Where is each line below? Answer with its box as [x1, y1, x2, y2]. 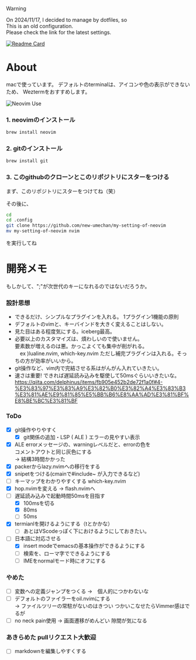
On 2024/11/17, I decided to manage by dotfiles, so [6, 16, 128, 23]
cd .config [6, 217, 33, 223]
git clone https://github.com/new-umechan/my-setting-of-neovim [6, 223, 166, 228]
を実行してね [6, 240, 37, 247]
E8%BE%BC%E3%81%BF [14, 398, 78, 405]
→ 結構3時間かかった [14, 455, 66, 463]
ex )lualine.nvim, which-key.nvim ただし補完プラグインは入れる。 [19, 350, 177, 357]
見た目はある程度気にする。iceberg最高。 [14, 328, 115, 335]
